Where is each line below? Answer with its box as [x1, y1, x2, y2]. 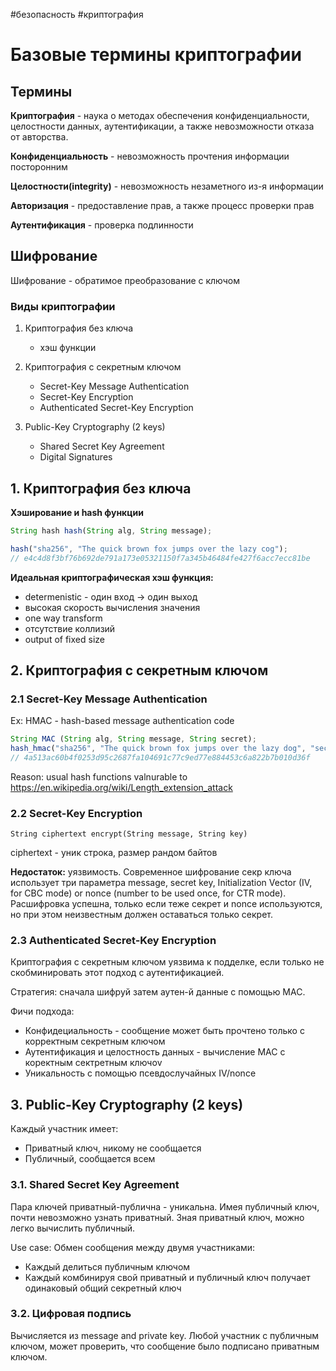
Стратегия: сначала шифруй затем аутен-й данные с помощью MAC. [10, 986, 306, 998]
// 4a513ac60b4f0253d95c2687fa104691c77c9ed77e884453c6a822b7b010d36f [10, 752, 311, 763]
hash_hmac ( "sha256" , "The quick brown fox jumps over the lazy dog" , [10, 744, 307, 754]
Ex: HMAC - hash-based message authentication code [10, 715, 235, 727]
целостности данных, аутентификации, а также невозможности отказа [10, 120, 315, 132]
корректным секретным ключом [24, 1035, 166, 1048]
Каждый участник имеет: [10, 1123, 119, 1135]
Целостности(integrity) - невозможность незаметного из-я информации [10, 180, 324, 192]
